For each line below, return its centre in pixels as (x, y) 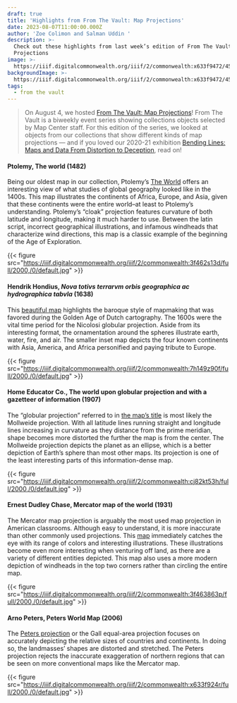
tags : (15, 86)
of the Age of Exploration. (45, 242)
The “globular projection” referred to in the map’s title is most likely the (110, 415)
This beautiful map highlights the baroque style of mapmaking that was (111, 310)
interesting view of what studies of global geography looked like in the (109, 189)
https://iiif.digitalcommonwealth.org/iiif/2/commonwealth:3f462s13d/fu (126, 263)
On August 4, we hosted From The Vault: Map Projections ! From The (124, 113)
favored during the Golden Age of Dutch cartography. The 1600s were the (115, 317)
